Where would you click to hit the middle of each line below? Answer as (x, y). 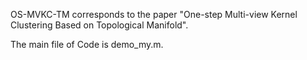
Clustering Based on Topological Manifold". (99, 25)
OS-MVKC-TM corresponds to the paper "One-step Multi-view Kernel (154, 14)
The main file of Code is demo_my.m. (87, 44)
